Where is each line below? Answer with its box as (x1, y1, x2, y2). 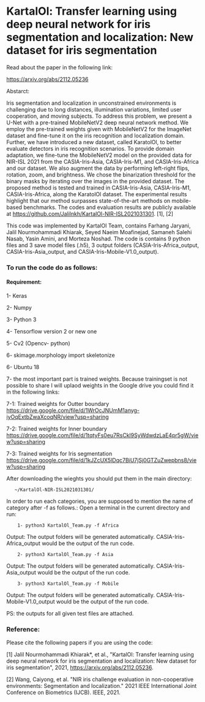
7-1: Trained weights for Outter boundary (6, 400, 110, 408)
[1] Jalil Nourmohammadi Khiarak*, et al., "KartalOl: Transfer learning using (6, 651, 195, 658)
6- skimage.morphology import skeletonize (6, 351, 115, 359)
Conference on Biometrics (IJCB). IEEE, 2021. (6, 689, 121, 696)
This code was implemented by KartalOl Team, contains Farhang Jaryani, (6, 222, 191, 229)
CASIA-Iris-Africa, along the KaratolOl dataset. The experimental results (6, 190, 187, 197)
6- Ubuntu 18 (6, 364, 40, 371)
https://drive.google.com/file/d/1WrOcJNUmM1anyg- (6, 406, 140, 414)
